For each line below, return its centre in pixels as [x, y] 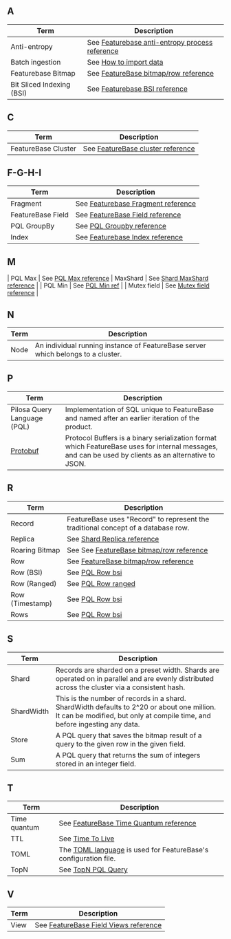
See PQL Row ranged [101, 583]
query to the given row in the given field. [120, 744]
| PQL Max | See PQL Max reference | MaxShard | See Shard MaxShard [108, 279]
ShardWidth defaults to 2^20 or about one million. [136, 706]
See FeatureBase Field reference [128, 215]
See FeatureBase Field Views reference [98, 925]
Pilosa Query [31, 409]
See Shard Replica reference [113, 539]
